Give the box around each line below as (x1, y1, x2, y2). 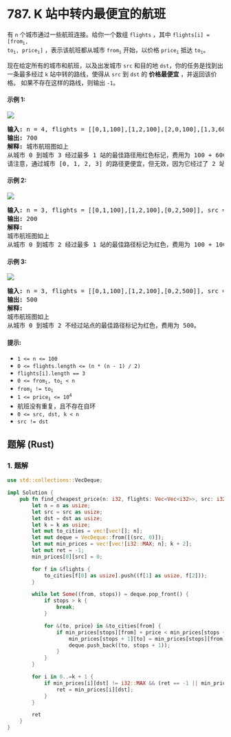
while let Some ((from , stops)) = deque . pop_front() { (32, 591, 189, 598)
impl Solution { (7, 489, 54, 496)
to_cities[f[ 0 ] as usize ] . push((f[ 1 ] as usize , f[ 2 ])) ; (43, 572, 208, 579)
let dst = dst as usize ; (32, 515, 103, 522)
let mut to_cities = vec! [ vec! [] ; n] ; (32, 528, 143, 535)
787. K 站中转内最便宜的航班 (7, 6, 166, 22)
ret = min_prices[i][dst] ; (56, 686, 134, 693)
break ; (56, 604, 76, 611)
